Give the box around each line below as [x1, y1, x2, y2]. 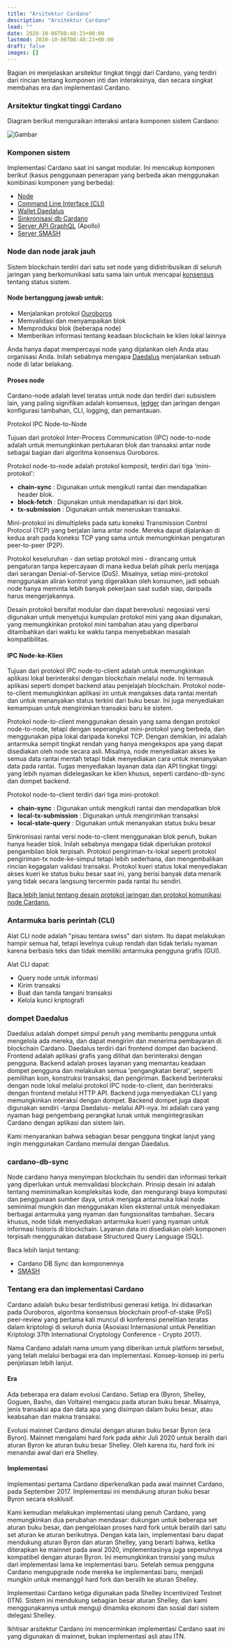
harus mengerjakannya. [7, 592, 75, 601]
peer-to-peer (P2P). [7, 541, 65, 549]
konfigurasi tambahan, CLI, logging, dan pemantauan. [7, 407, 162, 415]
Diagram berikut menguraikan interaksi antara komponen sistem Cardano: [7, 117, 220, 125]
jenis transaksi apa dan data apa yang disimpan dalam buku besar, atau [7, 1405, 213, 1413]
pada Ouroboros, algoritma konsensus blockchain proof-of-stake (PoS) [7, 1308, 212, 1316]
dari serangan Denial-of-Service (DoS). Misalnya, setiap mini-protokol [7, 570, 208, 578]
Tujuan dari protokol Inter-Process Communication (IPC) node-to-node [7, 433, 211, 442]
